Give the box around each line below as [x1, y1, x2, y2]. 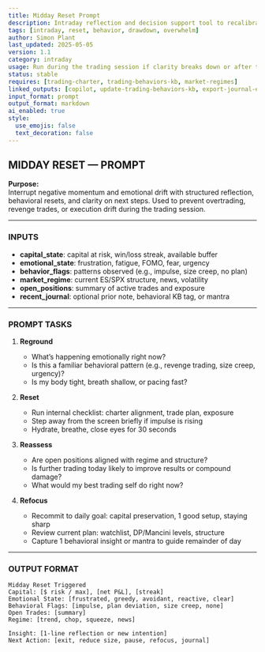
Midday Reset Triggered [8, 582, 87, 590]
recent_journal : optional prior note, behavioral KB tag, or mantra [19, 292, 230, 301]
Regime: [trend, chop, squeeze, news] [8, 616, 136, 624]
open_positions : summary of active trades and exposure [19, 283, 205, 292]
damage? [31, 472, 62, 482]
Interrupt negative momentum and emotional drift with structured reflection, [8, 187, 254, 198]
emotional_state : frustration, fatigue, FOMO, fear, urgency [19, 258, 211, 267]
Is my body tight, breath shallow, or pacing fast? [31, 377, 188, 387]
